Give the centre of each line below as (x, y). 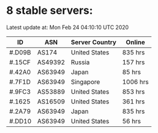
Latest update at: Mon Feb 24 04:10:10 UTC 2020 (68, 27)
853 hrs (134, 91)
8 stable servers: (50, 11)
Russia (80, 62)
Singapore (86, 82)
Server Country (93, 42)
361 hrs (134, 102)
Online (135, 42)
